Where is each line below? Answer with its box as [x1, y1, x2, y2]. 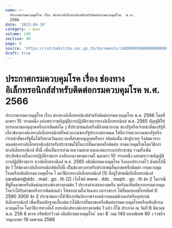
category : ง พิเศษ [5, 27, 40, 32]
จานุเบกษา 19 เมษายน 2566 [5, 217, 55, 223]
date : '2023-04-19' [5, 22, 47, 27]
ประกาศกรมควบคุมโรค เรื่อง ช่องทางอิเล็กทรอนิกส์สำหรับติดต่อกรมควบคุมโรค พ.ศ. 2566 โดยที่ [5, 112, 165, 118]
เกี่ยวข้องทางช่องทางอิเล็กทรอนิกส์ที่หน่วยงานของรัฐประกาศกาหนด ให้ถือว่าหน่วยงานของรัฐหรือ [5, 130, 162, 136]
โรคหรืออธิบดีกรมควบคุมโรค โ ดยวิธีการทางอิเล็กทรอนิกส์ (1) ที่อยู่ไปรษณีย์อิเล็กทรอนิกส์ [5, 170, 154, 177]
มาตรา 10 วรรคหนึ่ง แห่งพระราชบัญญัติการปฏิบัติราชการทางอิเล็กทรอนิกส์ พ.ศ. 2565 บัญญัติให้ [5, 118, 165, 124]
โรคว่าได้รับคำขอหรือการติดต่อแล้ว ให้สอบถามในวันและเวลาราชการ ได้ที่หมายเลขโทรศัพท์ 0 [5, 187, 158, 194]
